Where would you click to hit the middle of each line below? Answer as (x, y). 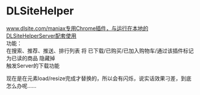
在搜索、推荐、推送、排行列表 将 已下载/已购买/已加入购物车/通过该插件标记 (100, 50)
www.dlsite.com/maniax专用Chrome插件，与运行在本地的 (77, 28)
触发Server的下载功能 (33, 65)
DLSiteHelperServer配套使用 (41, 36)
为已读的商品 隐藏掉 (31, 58)
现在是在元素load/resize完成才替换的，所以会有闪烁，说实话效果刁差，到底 (99, 78)
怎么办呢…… (22, 85)
